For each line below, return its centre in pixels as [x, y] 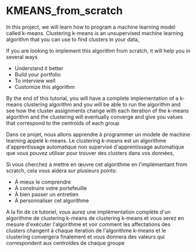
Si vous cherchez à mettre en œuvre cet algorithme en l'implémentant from [97, 164]
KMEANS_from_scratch [64, 11]
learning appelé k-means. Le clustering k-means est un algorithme [86, 140]
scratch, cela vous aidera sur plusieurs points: [61, 170]
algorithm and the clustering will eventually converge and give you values [94, 117]
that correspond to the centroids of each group [63, 123]
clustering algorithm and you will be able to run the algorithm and [102, 104]
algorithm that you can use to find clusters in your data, [73, 39]
